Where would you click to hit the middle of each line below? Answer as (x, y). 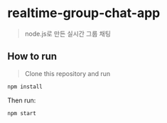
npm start (22, 113)
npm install (25, 87)
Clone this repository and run (68, 73)
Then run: (22, 100)
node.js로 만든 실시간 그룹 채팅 (68, 33)
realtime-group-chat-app (84, 13)
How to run (32, 57)
